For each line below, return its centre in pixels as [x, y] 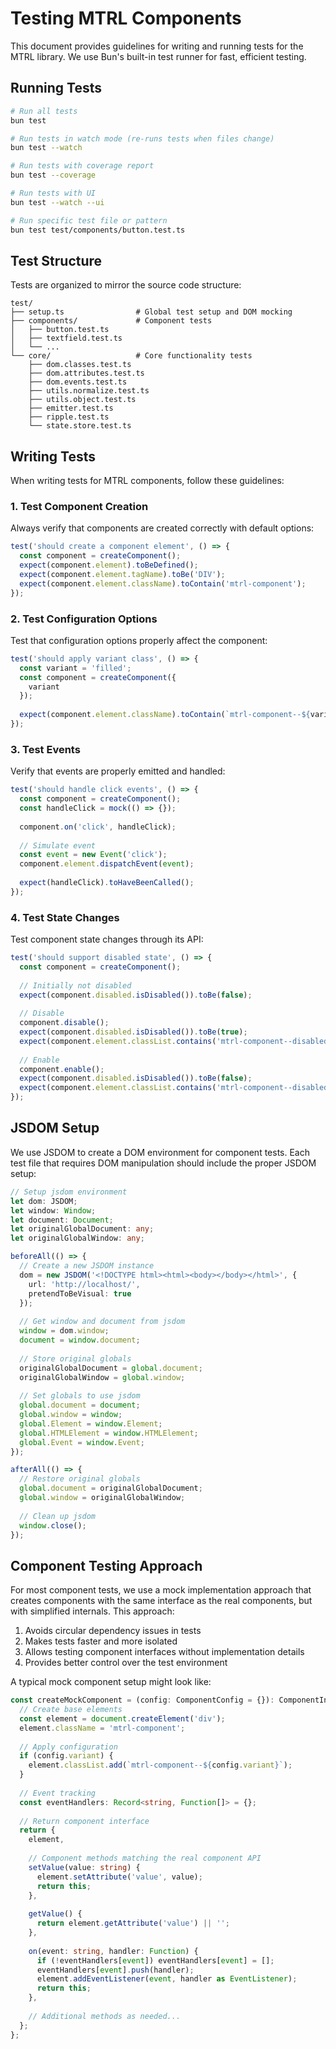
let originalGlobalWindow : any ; [77, 1238]
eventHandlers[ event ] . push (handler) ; [115, 1970]
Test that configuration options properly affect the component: [139, 640]
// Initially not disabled [75, 985]
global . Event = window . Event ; [82, 1442]
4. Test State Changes [65, 917]
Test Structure [56, 260]
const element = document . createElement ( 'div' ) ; [122, 1718]
